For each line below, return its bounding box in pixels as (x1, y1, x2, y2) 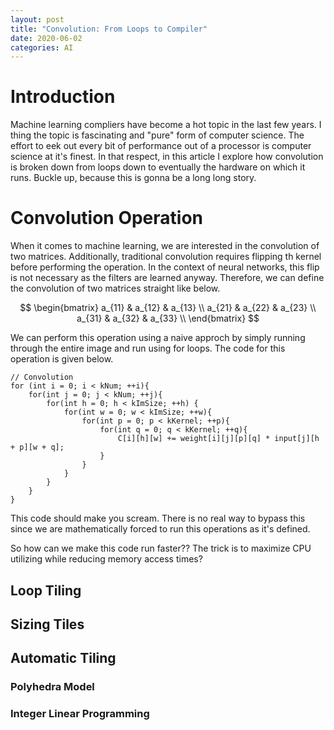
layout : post (10, 14, 65, 25)
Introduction (10, 86, 116, 108)
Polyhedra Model (10, 680, 95, 694)
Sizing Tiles (10, 616, 85, 633)
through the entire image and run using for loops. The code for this (10, 342, 286, 355)
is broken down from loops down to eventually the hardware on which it (10, 161, 306, 173)
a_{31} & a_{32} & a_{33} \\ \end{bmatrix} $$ (76, 312, 260, 325)
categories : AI (10, 42, 74, 53)
